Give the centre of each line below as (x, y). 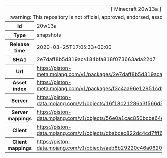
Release (20, 44)
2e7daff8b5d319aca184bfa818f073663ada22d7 (96, 59)
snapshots (49, 35)
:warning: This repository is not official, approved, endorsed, (80, 17)
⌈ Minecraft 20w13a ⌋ (136, 9)
